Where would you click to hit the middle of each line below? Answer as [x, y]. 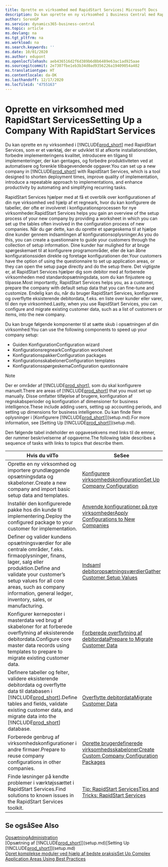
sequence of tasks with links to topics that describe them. [65, 443]
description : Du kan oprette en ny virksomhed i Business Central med [80, 15]
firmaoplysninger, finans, [37, 555]
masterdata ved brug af [35, 620]
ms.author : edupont [25, 56]
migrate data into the [32, 716]
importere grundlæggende [39, 470]
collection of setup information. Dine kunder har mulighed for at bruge [77, 245]
